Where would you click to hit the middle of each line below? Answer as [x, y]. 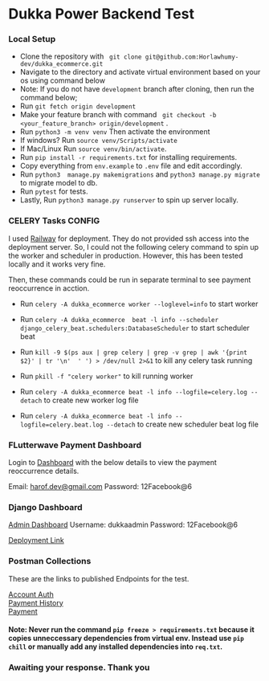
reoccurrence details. [44, 471]
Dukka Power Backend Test [102, 14]
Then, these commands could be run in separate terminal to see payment [130, 279]
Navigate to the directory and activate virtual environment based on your [140, 72]
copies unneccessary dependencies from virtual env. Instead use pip [126, 638]
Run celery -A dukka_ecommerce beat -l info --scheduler [119, 319]
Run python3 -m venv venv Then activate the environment [115, 132]
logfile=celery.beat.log [61, 425]
